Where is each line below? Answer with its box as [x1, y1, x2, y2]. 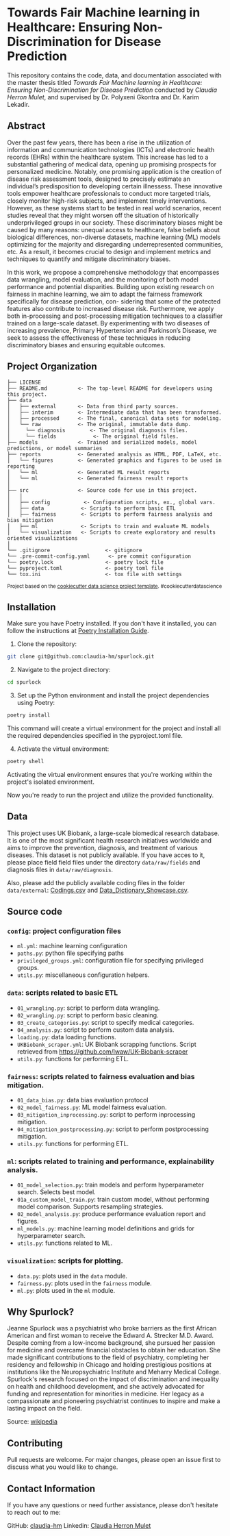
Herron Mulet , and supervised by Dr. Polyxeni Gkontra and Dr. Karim [7, 92, 200, 101]
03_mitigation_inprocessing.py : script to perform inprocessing [16, 1110, 196, 1118]
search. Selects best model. [16, 1188, 96, 1196]
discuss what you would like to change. [7, 1463, 118, 1471]
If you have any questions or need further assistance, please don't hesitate [7, 1501, 218, 1509]
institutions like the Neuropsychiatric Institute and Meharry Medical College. [7, 1368, 221, 1376]
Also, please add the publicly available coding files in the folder [7, 878, 186, 887]
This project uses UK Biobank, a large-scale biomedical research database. [7, 829, 220, 837]
